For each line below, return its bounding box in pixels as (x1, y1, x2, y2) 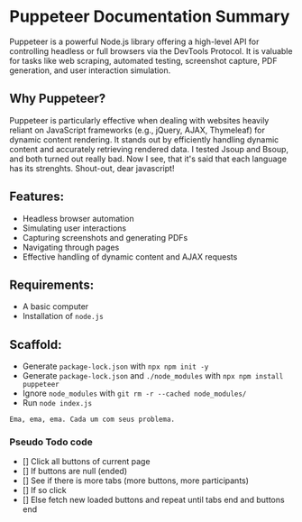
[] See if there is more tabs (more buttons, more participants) (22, 475, 250, 486)
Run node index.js (22, 398, 93, 408)
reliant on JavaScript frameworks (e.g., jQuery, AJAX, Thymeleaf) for (9, 124, 266, 135)
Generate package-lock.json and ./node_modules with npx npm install (22, 371, 284, 381)
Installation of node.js (22, 311, 104, 322)
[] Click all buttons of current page (22, 456, 151, 467)
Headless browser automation (22, 213, 134, 224)
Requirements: (9, 277, 95, 292)
